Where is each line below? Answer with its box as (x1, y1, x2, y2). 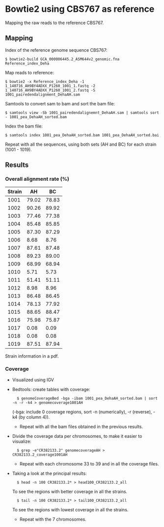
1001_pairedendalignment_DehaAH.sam (5, 92, 80, 97)
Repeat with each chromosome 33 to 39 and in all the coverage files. (19, 461, 159, 466)
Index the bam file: (5, 123, 43, 129)
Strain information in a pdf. (5, 353, 59, 359)
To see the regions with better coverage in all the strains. (12, 489, 128, 494)
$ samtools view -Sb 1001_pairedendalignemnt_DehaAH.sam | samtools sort (5, 110, 160, 115)
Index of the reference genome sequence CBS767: (5, 47, 108, 53)
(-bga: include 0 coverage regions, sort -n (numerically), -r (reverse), (12, 409, 152, 415)
